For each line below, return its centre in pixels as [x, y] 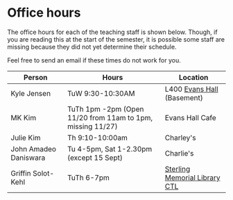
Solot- [43, 173]
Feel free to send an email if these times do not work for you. [94, 60]
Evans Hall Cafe [190, 117]
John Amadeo [34, 149]
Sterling [178, 169]
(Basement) [184, 97]
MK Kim [24, 117]
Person [35, 77]
